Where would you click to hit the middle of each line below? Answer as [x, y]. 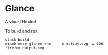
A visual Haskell [21, 22]
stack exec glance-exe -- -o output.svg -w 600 [54, 44]
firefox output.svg [25, 48]
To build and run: [22, 31]
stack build [17, 39]
